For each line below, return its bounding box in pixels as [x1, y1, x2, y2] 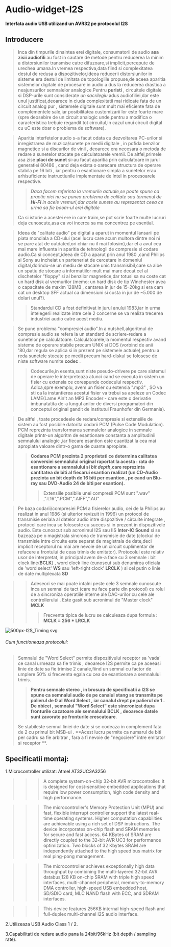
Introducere [5, 35, 44, 44]
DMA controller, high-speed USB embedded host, [43, 885, 148, 891]
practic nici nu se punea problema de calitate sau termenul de [30, 193, 162, 200]
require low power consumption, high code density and [43, 789, 160, 795]
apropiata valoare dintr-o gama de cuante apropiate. [17, 443, 128, 449]
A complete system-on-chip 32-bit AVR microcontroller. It [43, 778, 165, 784]
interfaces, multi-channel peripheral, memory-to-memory [43, 879, 164, 885]
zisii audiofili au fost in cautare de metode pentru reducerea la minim [17, 54, 164, 60]
